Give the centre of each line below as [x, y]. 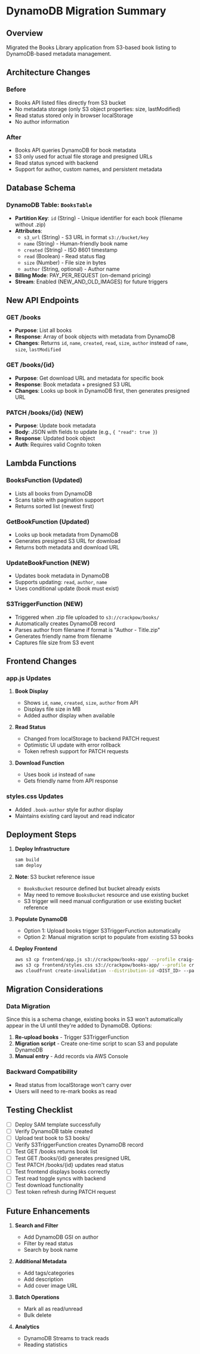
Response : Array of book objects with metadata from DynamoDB [95, 337]
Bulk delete [38, 1315]
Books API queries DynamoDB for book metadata [75, 150]
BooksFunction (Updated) [44, 481]
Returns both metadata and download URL [67, 547]
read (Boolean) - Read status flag [64, 256]
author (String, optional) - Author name [72, 269]
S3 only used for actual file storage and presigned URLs [84, 156]
